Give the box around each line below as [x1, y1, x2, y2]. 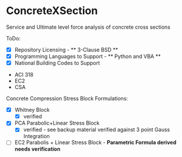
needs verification [14, 145, 60, 153]
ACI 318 [14, 71, 33, 78]
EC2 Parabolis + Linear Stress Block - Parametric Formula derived [14, 139, 177, 146]
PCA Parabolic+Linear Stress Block [14, 120, 100, 127]
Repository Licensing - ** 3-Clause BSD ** [14, 46, 119, 53]
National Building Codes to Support [14, 60, 100, 67]
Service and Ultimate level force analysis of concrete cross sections [6, 23, 171, 30]
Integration [23, 133, 50, 140]
